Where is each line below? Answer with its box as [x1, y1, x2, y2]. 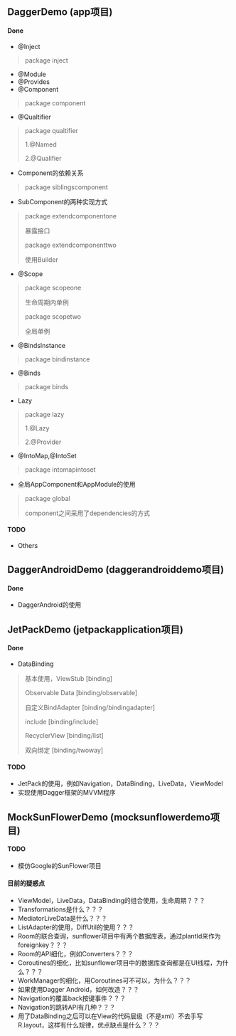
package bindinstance [24, 354, 90, 364]
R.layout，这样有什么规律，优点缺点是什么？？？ [17, 1020, 160, 1029]
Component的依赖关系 [17, 169, 84, 177]
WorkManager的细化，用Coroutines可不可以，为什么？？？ [17, 976, 192, 985]
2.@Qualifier [24, 154, 62, 162]
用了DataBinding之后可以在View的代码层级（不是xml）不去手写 [17, 1012, 203, 1020]
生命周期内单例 [24, 297, 69, 307]
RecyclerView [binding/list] [24, 731, 104, 739]
